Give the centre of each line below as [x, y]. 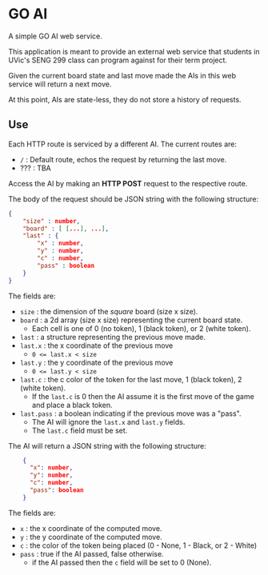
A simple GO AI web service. [55, 36]
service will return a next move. [60, 84]
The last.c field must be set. [80, 430]
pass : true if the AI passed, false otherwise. [92, 553]
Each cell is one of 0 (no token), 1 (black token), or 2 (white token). [141, 328]
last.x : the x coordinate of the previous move [96, 345]
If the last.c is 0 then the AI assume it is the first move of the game [143, 396]
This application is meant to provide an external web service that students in [134, 51]
